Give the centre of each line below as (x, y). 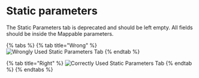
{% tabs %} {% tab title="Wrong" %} (52, 45)
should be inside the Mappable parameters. (60, 33)
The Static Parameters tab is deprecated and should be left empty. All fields (99, 27)
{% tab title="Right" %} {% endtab (99, 63)
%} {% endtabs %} (30, 69)
